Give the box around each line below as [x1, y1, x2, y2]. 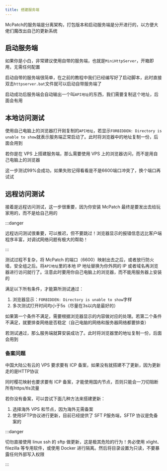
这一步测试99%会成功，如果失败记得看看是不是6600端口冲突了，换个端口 [5, 168, 157, 174]
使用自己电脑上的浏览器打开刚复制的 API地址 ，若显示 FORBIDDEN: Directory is [5, 128, 162, 134]
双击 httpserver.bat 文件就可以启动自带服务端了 [5, 81, 102, 87]
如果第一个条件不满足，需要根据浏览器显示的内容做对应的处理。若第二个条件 [5, 313, 162, 319]
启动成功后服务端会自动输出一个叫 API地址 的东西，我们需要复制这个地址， [5, 92, 155, 97]
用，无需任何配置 [5, 64, 40, 70]
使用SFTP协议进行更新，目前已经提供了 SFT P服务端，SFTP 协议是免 [12, 412, 154, 418]
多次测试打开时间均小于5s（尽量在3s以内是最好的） [12, 303, 118, 309]
